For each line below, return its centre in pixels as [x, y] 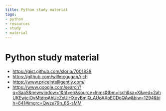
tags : [11, 14]
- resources [17, 24]
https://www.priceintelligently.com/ [48, 82]
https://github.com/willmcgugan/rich [50, 76]
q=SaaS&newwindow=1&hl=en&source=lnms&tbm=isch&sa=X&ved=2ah [86, 92]
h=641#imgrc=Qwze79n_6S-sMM [47, 103]
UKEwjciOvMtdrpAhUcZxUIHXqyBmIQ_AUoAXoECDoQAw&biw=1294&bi [86, 98]
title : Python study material [37, 10]
